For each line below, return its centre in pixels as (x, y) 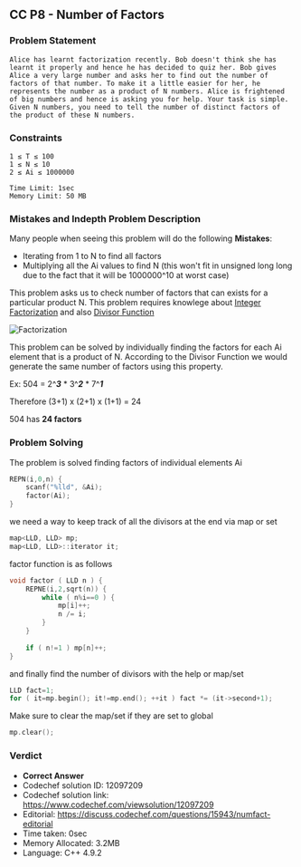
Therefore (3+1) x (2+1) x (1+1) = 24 (75, 401)
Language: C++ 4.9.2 (62, 853)
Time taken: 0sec (55, 833)
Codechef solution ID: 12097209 (83, 785)
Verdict (26, 756)
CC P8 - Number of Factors (87, 15)
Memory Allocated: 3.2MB (71, 843)
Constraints (36, 138)
